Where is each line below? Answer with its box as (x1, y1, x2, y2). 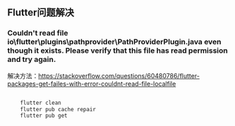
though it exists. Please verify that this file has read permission (7, 46, 228, 56)
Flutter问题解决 (7, 6, 75, 19)
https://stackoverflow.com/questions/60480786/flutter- (38, 71, 200, 80)
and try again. (7, 55, 56, 65)
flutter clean (20, 99, 61, 106)
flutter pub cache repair (20, 106, 97, 113)
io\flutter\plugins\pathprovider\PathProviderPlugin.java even (7, 37, 222, 47)
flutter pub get (20, 112, 68, 120)
